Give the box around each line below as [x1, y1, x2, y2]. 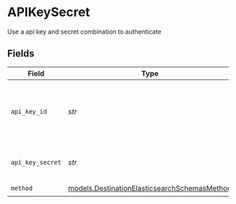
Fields [7, 48, 35, 60]
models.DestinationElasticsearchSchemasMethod [67, 184, 232, 193]
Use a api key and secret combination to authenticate [7, 27, 162, 36]
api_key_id [11, 107, 47, 116]
